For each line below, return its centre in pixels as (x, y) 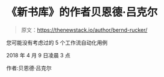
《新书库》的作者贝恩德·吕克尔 (82, 12)
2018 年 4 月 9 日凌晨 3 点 (38, 55)
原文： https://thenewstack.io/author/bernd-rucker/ (84, 30)
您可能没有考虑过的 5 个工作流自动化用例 (57, 42)
